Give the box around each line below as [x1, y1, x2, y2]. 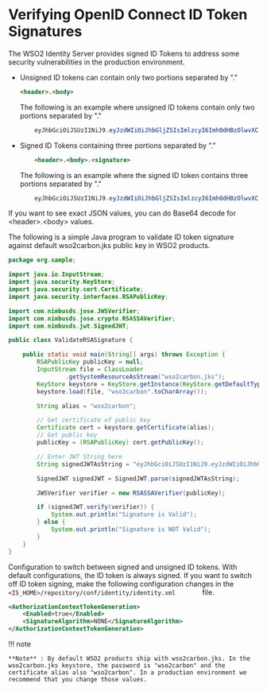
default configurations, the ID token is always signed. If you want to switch [8, 570, 253, 580]
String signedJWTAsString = [37, 460, 130, 468]
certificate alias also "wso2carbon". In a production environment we [8, 669, 247, 677]
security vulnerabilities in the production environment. [8, 57, 185, 67]
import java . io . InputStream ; [8, 270, 105, 279]
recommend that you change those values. [8, 676, 148, 684]
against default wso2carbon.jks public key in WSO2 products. [8, 241, 211, 250]
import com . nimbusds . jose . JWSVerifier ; [8, 307, 141, 315]
